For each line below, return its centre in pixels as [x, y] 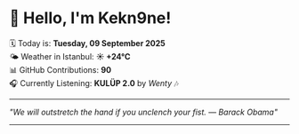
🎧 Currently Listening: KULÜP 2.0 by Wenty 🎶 [94, 83]
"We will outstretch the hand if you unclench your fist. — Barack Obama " [144, 112]
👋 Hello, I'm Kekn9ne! [90, 18]
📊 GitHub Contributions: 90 [61, 69]
